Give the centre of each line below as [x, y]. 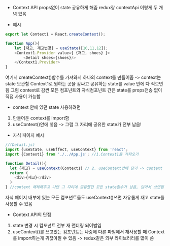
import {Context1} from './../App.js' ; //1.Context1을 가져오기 [72, 154]
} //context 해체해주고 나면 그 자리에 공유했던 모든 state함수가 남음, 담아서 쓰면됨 [84, 187]
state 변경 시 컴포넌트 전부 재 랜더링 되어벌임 [57, 225]
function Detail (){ [26, 163]
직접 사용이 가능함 [23, 97]
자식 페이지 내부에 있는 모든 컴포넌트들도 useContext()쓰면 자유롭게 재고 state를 [85, 197]
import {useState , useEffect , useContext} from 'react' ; [67, 149]
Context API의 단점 [32, 214]
